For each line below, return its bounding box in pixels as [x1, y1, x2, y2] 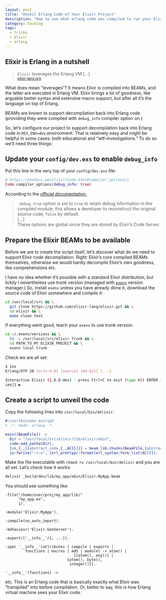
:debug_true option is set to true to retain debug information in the [17, 200, 153, 206]
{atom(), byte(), [67, 558, 103, 562]
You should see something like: [5, 483, 69, 489]
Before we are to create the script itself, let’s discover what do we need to [5, 249, 155, 255]
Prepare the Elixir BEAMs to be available [5, 236, 131, 244]
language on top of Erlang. [5, 100, 59, 106]
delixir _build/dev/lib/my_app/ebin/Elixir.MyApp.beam [5, 474, 121, 479]
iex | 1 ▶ [5, 382, 21, 387]
